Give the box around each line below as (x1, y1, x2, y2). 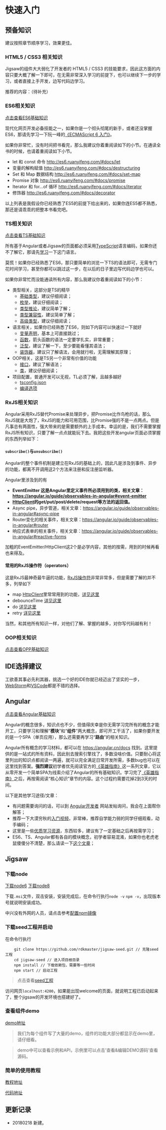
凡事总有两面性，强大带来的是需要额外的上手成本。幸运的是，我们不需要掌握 (5, 424, 161, 429)
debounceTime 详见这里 (12, 597, 62, 603)
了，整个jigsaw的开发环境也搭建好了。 (5, 994, 83, 1000)
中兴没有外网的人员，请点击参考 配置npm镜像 (5, 910, 97, 916)
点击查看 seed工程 (17, 977, 54, 983)
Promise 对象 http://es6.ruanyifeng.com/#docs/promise (12, 177, 125, 183)
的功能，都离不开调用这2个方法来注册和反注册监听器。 (5, 466, 116, 472)
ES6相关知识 (5, 102, 36, 109)
